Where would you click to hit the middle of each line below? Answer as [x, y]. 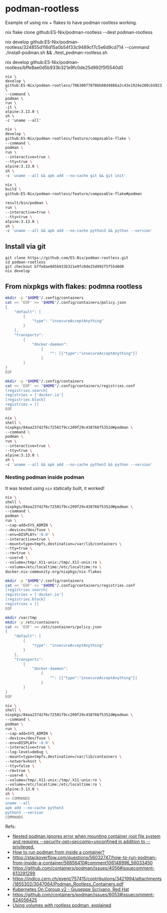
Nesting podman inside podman [45, 477]
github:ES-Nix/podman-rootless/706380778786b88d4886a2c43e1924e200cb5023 [84, 85]
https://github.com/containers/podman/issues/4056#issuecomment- [83, 868]
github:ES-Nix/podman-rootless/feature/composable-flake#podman [73, 194]
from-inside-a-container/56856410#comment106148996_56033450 [82, 863]
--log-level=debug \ [27, 752]
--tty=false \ [20, 766]
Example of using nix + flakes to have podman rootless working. [71, 22]
